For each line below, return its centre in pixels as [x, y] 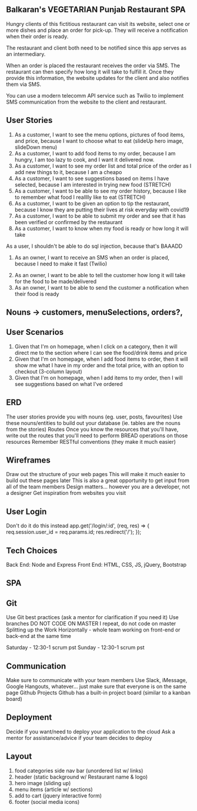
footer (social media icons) [47, 802]
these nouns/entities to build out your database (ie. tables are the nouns [93, 423]
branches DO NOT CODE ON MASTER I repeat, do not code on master [91, 624]
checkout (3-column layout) [48, 371]
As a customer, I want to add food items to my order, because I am [95, 153]
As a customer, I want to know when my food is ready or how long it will [101, 228]
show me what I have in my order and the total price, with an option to [99, 365]
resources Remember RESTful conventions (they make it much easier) [91, 441]
